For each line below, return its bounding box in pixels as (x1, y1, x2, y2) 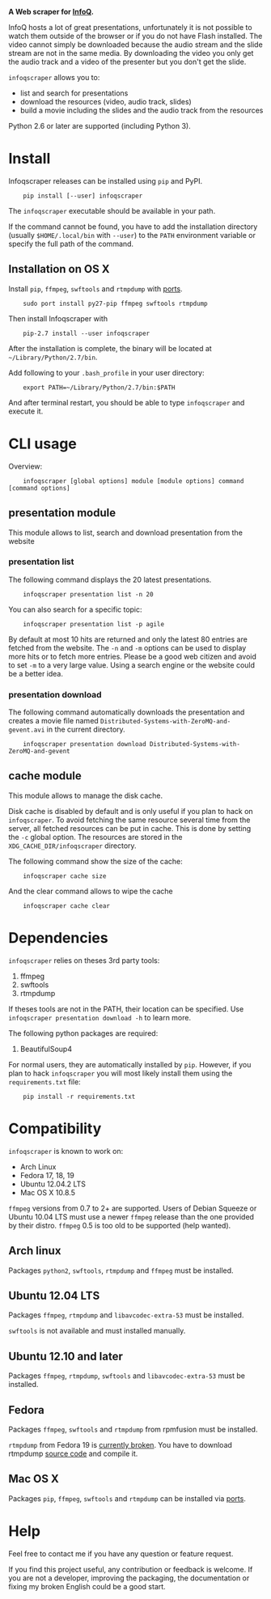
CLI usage (8, 435, 77, 452)
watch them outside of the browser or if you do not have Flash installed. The (8, 32, 263, 40)
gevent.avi (8, 726, 45, 735)
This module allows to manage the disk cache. (8, 791, 163, 800)
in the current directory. (46, 724, 125, 735)
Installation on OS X (8, 262, 110, 276)
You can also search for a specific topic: (8, 604, 143, 614)
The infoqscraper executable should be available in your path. (8, 206, 216, 215)
